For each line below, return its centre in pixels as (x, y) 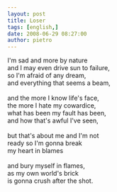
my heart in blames (35, 151)
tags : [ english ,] (33, 27)
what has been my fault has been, (57, 113)
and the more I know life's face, (53, 98)
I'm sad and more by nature (48, 60)
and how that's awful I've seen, (53, 120)
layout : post (27, 14)
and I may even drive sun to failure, (58, 68)
